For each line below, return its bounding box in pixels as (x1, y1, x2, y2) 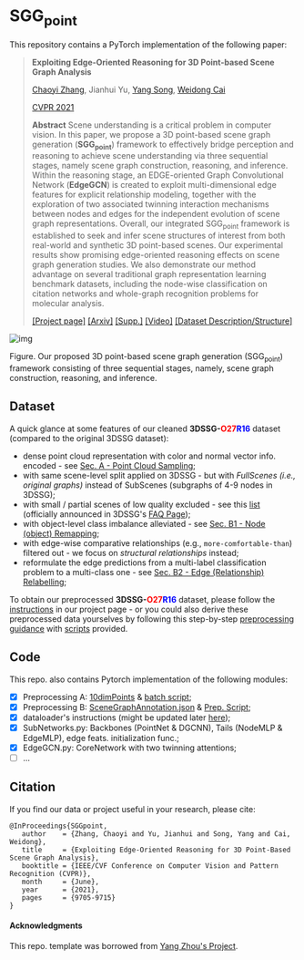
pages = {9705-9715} (21, 893, 117, 903)
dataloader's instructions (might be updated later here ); (22, 712, 231, 723)
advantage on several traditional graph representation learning (31, 269, 267, 280)
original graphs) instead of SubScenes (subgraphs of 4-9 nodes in (22, 480, 273, 490)
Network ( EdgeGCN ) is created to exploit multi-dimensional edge (31, 180, 278, 191)
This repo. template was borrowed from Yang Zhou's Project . (9, 940, 238, 951)
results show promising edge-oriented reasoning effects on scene (31, 250, 280, 261)
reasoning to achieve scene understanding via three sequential (31, 150, 269, 161)
